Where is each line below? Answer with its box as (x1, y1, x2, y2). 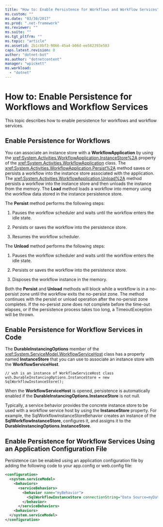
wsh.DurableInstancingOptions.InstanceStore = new (5, 375, 110, 380)
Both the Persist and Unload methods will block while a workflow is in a (5, 286, 149, 292)
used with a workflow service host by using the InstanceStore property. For (5, 408, 157, 413)
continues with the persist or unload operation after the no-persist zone (5, 296, 148, 302)
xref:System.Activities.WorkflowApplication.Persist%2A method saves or (5, 165, 150, 171)
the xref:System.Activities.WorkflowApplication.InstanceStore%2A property (5, 155, 156, 161)
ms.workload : (5, 66, 32, 71)
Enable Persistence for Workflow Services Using (5, 437, 155, 445)
